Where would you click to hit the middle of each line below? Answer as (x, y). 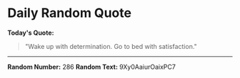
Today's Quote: (31, 33)
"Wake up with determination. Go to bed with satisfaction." (111, 46)
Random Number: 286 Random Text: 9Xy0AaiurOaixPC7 (92, 67)
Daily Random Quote (70, 13)
